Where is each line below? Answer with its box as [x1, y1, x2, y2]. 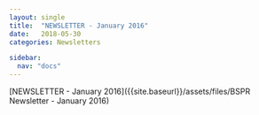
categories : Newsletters [9, 37, 101, 47]
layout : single [9, 12, 66, 22]
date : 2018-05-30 [9, 29, 82, 38]
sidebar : [9, 54, 42, 63]
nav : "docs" [17, 62, 62, 71]
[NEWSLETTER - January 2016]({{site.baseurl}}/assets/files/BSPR [9, 86, 251, 96]
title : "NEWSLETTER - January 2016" [9, 21, 149, 30]
